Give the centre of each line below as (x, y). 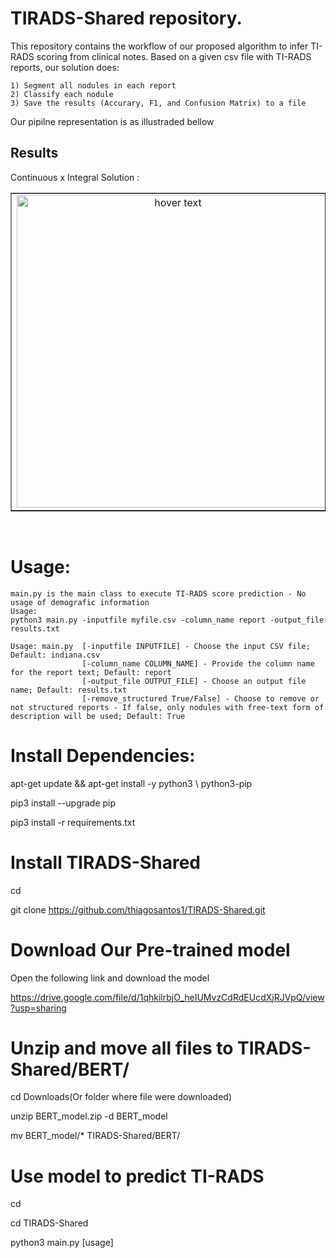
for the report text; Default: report (91, 672)
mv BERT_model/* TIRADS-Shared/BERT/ (95, 1136)
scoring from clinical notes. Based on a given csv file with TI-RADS (174, 56)
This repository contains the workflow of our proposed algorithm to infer (159, 46)
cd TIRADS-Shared (49, 1223)
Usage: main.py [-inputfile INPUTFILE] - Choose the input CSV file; (160, 646)
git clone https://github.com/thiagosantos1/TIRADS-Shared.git (138, 909)
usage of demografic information (80, 602)
